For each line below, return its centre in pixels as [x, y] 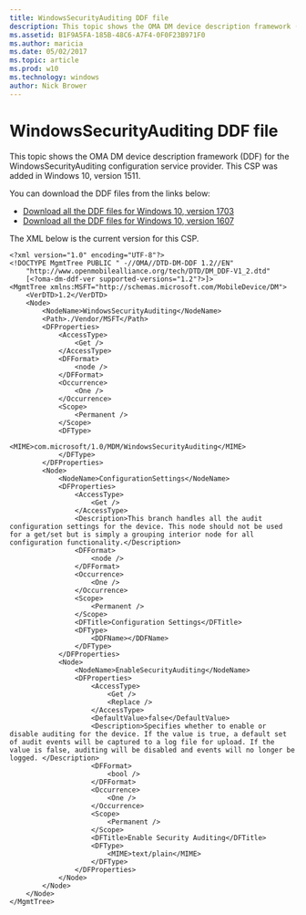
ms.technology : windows [55, 78]
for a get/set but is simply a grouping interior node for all [132, 535]
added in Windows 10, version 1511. [75, 175]
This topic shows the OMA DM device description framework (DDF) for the [149, 156]
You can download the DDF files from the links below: [110, 193]
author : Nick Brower [49, 86]
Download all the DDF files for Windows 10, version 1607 [128, 221]
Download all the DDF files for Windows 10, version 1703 [128, 211]
